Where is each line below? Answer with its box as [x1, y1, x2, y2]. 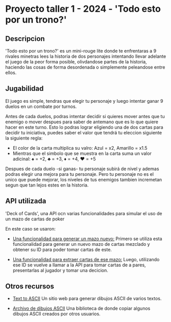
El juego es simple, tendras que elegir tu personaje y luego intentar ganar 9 [5, 98, 163, 104]
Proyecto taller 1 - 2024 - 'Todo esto [5, 3, 161, 15]
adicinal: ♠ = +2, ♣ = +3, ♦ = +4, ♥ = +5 [12, 155, 96, 162]
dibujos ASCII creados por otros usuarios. [12, 311, 101, 317]
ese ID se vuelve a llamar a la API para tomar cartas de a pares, [12, 262, 146, 268]
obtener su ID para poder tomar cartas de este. [12, 246, 112, 252]
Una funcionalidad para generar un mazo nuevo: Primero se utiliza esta [12, 236, 162, 242]
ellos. [5, 70, 17, 76]
